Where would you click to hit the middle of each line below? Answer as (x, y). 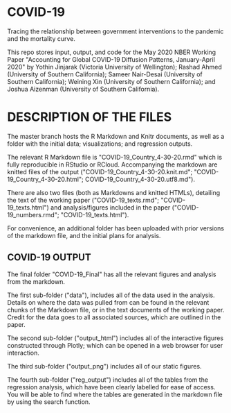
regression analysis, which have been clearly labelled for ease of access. (111, 387)
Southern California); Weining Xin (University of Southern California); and (111, 81)
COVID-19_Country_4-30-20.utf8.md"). (140, 179)
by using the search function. (49, 402)
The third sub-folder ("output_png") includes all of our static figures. (104, 366)
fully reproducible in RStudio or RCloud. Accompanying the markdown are (112, 165)
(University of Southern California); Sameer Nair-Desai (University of (105, 74)
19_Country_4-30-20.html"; (46, 179)
